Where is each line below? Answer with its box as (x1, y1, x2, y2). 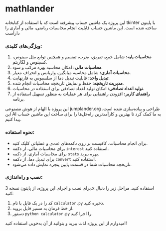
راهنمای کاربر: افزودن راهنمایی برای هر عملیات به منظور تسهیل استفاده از (12, 91, 150, 97)
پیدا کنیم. (5, 116, 21, 122)
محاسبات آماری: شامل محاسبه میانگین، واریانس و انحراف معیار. (12, 70, 131, 76)
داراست (5, 30, 20, 36)
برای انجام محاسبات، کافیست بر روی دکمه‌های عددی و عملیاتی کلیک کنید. (12, 140, 148, 146)
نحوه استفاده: (5, 129, 35, 136)
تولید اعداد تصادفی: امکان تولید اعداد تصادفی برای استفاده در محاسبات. (12, 86, 145, 92)
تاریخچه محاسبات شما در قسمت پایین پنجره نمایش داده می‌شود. (12, 161, 132, 167)
